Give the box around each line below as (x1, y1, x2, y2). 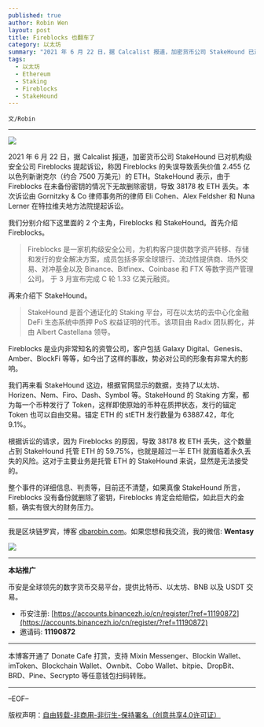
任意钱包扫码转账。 (87, 671, 151, 681)
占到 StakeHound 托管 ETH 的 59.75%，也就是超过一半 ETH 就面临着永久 (8, 447, 245, 456)
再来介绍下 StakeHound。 (8, 291, 92, 300)
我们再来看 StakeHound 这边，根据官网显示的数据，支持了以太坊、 (8, 380, 224, 390)
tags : (8, 56, 26, 64)
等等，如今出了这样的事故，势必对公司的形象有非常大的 (62, 354, 242, 363)
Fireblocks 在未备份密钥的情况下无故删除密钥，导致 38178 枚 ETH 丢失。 (8, 182, 244, 191)
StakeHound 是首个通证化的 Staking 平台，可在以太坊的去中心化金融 (27, 308, 249, 317)
